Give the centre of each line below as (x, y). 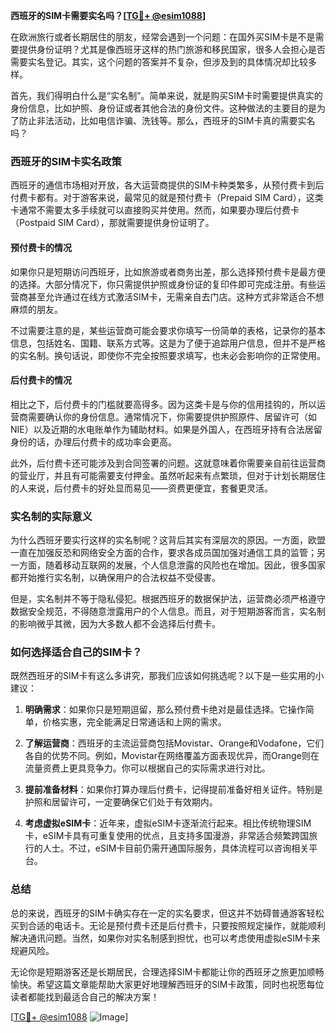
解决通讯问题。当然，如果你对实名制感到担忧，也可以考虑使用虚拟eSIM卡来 (165, 938)
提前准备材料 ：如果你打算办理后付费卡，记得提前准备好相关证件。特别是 (173, 790)
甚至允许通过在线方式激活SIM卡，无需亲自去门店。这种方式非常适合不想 (176, 296)
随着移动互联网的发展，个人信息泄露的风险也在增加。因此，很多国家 (185, 565)
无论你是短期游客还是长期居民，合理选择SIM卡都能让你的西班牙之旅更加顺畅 (167, 971)
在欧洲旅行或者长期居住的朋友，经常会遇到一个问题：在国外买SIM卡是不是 (163, 37)
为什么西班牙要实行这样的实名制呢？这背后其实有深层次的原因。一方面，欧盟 (168, 540)
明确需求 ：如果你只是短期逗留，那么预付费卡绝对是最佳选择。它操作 (165, 710)
